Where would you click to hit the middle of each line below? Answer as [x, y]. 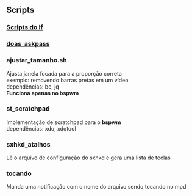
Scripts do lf [25, 27]
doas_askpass [28, 44]
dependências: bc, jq [33, 86]
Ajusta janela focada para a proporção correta [64, 73]
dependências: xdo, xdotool [41, 128]
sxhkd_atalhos [28, 144]
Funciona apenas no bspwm [43, 93]
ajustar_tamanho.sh [37, 60]
